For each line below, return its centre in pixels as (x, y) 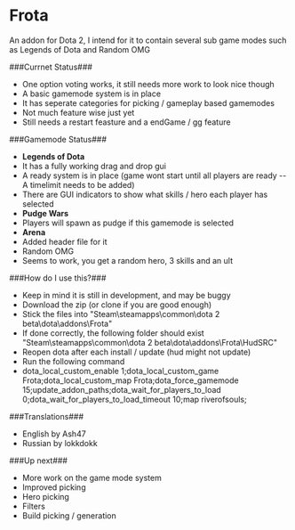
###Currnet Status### (51, 67)
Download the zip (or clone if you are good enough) (117, 305)
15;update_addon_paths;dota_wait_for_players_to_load (122, 389)
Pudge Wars (45, 213)
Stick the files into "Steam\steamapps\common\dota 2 (121, 314)
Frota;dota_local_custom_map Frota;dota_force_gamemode (130, 380)
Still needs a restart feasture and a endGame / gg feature (126, 122)
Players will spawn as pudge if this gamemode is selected (128, 223)
